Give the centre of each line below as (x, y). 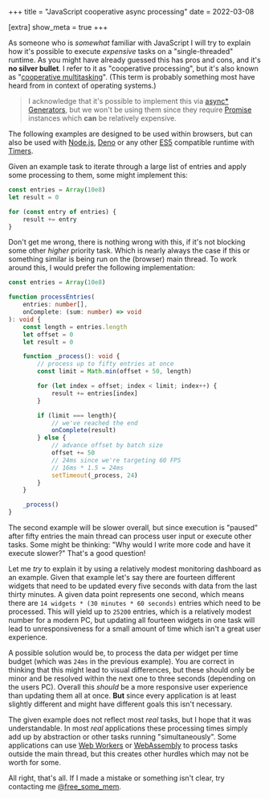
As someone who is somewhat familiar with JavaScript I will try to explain (130, 43)
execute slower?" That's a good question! (77, 553)
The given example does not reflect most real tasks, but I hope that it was (130, 720)
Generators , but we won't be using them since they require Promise (140, 109)
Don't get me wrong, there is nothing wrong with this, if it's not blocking (127, 242)
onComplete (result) (84, 430)
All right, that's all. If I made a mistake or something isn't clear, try (116, 778)
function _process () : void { (71, 356)
